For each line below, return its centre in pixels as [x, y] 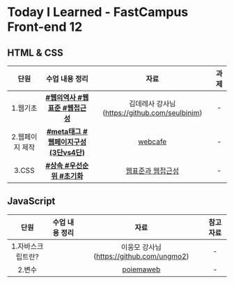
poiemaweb [141, 269]
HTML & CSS [36, 53]
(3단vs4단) [67, 152]
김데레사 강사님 [152, 104]
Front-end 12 [45, 27]
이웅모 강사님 [141, 247]
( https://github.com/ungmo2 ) [141, 256]
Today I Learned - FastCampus [98, 12]
